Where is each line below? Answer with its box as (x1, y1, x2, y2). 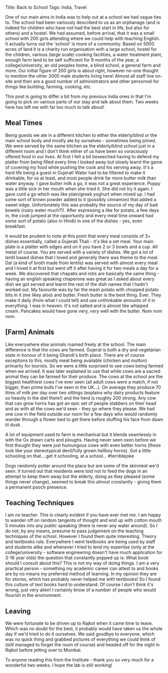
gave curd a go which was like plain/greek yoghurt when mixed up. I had (5, 191, 155, 197)
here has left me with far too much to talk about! (5, 104, 104, 110)
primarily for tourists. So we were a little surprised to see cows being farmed (5, 362, 163, 369)
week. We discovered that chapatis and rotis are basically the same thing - (5, 270, 159, 276)
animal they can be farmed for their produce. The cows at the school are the (5, 373, 163, 380)
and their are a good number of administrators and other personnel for (14, 78, 159, 84)
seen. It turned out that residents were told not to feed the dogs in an (5, 468, 148, 474)
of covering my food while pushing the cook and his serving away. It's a (5, 164, 154, 170)
